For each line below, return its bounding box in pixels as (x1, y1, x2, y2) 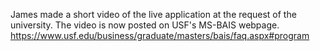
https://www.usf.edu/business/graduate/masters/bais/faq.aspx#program (10, 30, 310, 41)
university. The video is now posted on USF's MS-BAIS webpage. (10, 19, 280, 31)
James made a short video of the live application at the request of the (10, 9, 297, 20)
